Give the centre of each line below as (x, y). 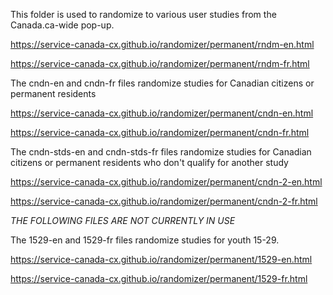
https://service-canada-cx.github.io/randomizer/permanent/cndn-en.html (162, 113)
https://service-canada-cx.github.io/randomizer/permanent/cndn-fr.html (160, 132)
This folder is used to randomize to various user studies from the (143, 14)
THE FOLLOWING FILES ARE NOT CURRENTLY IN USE (123, 220)
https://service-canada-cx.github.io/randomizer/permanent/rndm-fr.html (160, 63)
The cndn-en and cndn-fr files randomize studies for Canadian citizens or (162, 83)
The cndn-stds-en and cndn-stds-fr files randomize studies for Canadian (161, 152)
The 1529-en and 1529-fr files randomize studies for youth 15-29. (145, 240)
